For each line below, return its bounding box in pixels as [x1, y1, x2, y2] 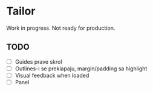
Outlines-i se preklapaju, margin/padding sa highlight [15, 65, 148, 72]
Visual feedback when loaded [15, 72, 90, 79]
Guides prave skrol [15, 58, 62, 65]
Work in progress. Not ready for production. [6, 24, 116, 32]
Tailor [6, 4, 36, 18]
